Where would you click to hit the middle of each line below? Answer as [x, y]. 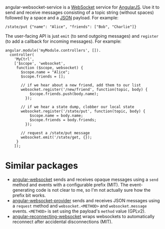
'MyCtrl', [24, 59]
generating [23, 190]
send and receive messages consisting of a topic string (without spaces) [80, 12]
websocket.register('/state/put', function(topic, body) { [83, 111]
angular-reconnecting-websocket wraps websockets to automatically [83, 216]
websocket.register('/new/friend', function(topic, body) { [84, 89]
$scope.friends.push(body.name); [64, 94]
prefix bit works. [29, 195]
